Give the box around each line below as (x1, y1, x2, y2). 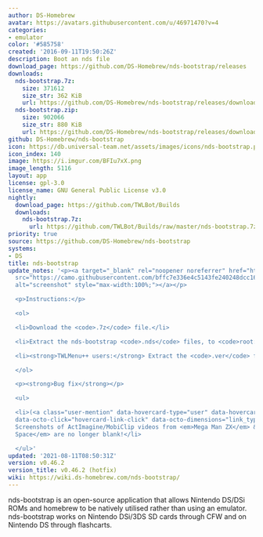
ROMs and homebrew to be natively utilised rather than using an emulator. (8, 503, 247, 513)
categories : (8, 26, 47, 34)
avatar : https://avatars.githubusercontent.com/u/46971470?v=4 (8, 19, 219, 27)
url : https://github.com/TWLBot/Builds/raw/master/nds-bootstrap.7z (28, 223, 258, 231)
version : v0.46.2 (8, 459, 65, 467)
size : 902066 (22, 114, 65, 122)
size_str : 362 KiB (22, 92, 82, 100)
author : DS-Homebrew (8, 11, 76, 20)
